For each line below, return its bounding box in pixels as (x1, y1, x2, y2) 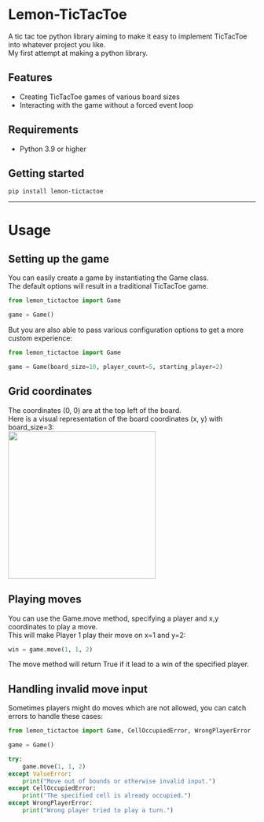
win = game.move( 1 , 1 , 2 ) (8, 645, 93, 654)
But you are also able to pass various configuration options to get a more (8, 325, 244, 335)
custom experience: (8, 334, 73, 343)
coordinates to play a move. (8, 621, 98, 631)
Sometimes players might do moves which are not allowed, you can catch (8, 703, 247, 713)
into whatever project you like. (8, 39, 106, 49)
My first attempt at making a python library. (8, 48, 148, 57)
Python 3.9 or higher (19, 144, 86, 153)
